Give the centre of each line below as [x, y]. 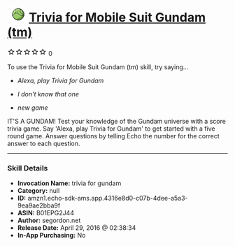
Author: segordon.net [49, 220]
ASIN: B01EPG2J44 [46, 213]
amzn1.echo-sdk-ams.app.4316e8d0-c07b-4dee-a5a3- [108, 198]
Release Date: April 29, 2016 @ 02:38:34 [77, 228]
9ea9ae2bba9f [39, 205]
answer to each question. [44, 143]
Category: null [38, 191]
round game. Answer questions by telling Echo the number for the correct [114, 136]
